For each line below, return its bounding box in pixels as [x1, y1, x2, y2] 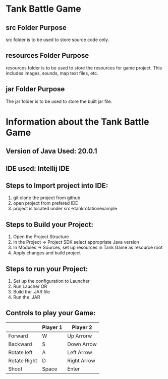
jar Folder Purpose [6, 85, 65, 94]
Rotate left [8, 349, 33, 356]
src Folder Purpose [6, 23, 67, 32]
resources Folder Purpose [6, 51, 89, 60]
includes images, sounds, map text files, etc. [6, 70, 98, 76]
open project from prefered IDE [13, 200, 78, 206]
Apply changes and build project [13, 250, 81, 256]
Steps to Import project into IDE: [6, 181, 108, 190]
